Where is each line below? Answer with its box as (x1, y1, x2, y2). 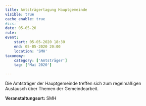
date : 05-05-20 (5, 26, 37, 31)
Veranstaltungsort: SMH (5, 95, 57, 102)
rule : (5, 30, 16, 35)
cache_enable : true (5, 16, 46, 21)
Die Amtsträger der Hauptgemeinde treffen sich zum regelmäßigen (5, 80, 142, 87)
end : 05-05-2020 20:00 (14, 44, 61, 49)
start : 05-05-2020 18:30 (14, 40, 65, 45)
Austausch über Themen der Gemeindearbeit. (5, 86, 99, 92)
